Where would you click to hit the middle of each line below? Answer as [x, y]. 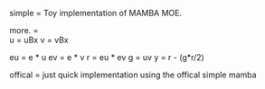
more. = [24, 30]
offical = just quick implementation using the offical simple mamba [133, 75]
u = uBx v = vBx [39, 40]
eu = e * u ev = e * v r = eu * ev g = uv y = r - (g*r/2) [107, 57]
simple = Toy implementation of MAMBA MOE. [96, 13]
